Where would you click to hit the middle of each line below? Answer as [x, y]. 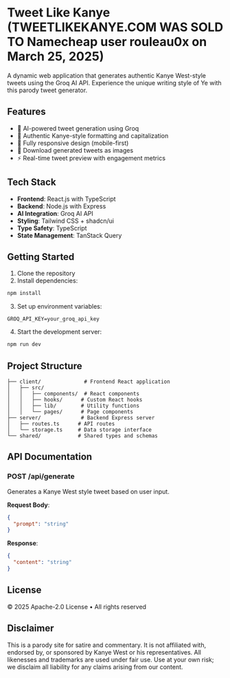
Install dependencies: [47, 281]
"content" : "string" [43, 562]
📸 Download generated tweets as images [75, 150]
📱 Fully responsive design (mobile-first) [73, 143]
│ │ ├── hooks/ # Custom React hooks [75, 400]
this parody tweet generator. [47, 90]
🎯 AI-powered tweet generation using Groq [78, 128]
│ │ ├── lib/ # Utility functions [73, 406]
